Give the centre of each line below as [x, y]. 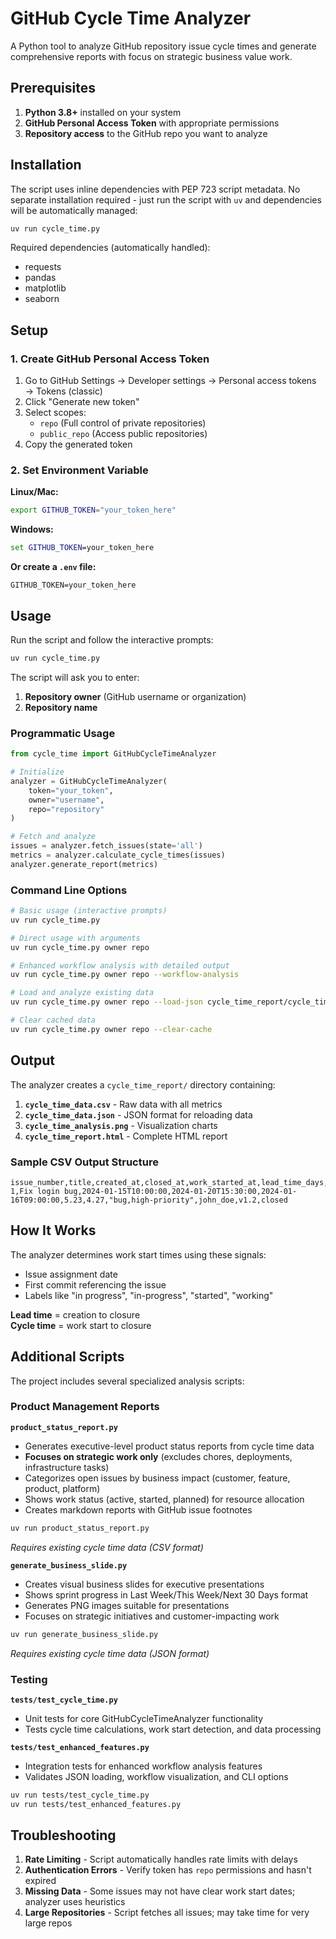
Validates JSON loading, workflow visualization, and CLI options [156, 1776]
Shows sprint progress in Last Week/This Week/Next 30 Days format [166, 1594]
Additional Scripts [67, 1357]
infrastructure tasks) [67, 1467]
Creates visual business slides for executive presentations [144, 1584]
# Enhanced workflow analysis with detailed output [120, 965]
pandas [40, 278]
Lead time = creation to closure [75, 1314]
